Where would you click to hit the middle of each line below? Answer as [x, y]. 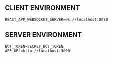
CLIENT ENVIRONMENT [43, 8]
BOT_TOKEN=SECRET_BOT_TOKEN [34, 46]
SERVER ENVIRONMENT [44, 35]
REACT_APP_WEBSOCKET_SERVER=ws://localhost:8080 [56, 19]
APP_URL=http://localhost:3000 [38, 51]
